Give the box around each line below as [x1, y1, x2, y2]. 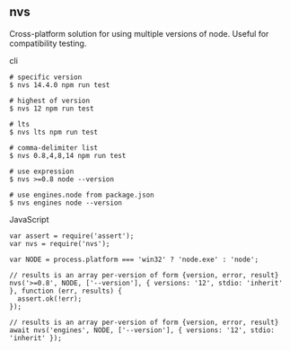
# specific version [9, 73, 83, 82]
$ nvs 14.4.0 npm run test [9, 80, 110, 90]
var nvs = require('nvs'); [9, 239, 110, 248]
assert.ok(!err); [17, 294, 83, 303]
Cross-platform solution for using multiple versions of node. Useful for [9, 28, 269, 39]
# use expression [9, 167, 75, 176]
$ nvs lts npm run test [9, 127, 99, 136]
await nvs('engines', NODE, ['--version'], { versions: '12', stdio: [9, 325, 276, 335]
